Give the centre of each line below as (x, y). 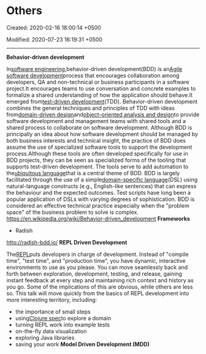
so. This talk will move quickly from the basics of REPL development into (98, 293)
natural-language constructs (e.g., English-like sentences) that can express (101, 186)
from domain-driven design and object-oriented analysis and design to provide (103, 115)
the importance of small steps (53, 311)
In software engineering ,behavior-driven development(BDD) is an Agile (94, 69)
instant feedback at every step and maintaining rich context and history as (100, 280)
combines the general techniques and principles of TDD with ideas (90, 108)
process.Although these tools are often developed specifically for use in (97, 153)
